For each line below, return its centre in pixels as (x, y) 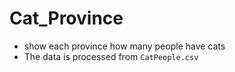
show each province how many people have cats (124, 46)
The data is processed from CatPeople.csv (111, 56)
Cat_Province (66, 18)
